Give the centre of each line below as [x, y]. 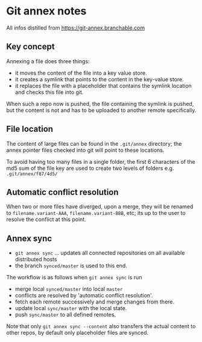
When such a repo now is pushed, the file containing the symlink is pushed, [100, 104]
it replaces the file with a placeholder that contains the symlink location [103, 85]
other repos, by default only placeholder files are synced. [77, 333]
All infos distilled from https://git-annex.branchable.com [76, 28]
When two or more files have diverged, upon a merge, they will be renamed [100, 207]
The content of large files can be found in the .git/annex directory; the [94, 143]
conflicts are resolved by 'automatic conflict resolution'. [84, 296]
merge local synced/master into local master [69, 289]
